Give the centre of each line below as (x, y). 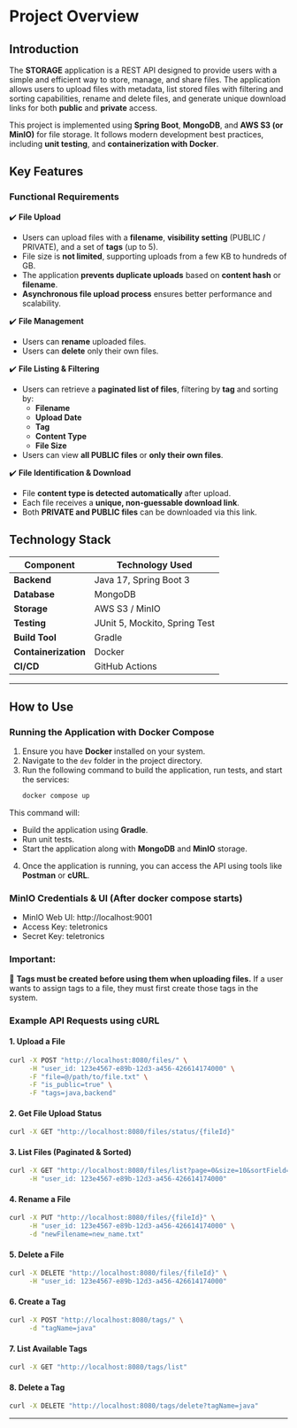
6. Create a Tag (38, 1301)
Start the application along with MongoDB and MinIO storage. (134, 849)
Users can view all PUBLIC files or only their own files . (122, 454)
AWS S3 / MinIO (127, 609)
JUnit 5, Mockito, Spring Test (154, 623)
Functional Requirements (64, 197)
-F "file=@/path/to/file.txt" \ (88, 1077)
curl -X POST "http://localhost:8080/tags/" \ (96, 1320)
